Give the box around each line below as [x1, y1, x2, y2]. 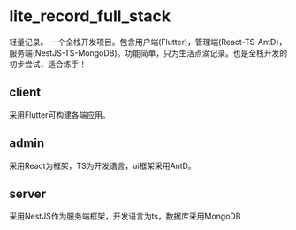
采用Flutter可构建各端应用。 [9, 109, 110, 120]
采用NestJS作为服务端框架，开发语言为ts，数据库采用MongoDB [9, 211, 241, 222]
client [9, 85, 42, 100]
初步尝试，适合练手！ [9, 58, 87, 69]
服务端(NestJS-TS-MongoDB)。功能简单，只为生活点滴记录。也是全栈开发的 [9, 47, 288, 58]
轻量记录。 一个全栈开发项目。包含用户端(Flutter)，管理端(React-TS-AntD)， [9, 36, 287, 47]
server [9, 186, 47, 201]
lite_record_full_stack [9, 6, 171, 27]
